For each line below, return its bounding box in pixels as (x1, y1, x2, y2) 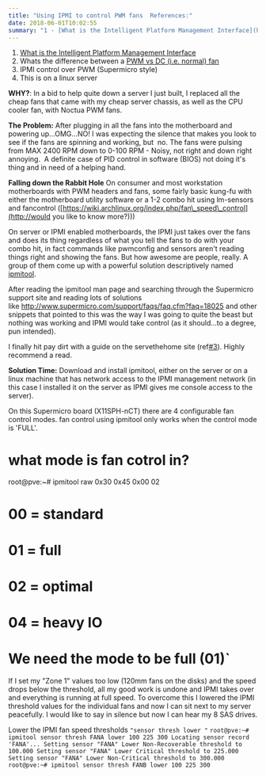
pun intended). (8, 326, 57, 337)
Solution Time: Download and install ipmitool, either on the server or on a (8, 366, 248, 375)
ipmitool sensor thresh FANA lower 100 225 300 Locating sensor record (8, 733, 249, 741)
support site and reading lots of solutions (8, 293, 142, 303)
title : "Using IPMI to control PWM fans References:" (8, 11, 193, 20)
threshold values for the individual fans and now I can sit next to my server (8, 702, 252, 710)
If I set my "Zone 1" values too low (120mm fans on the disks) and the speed (8, 676, 256, 685)
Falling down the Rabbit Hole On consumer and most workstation (8, 178, 223, 188)
